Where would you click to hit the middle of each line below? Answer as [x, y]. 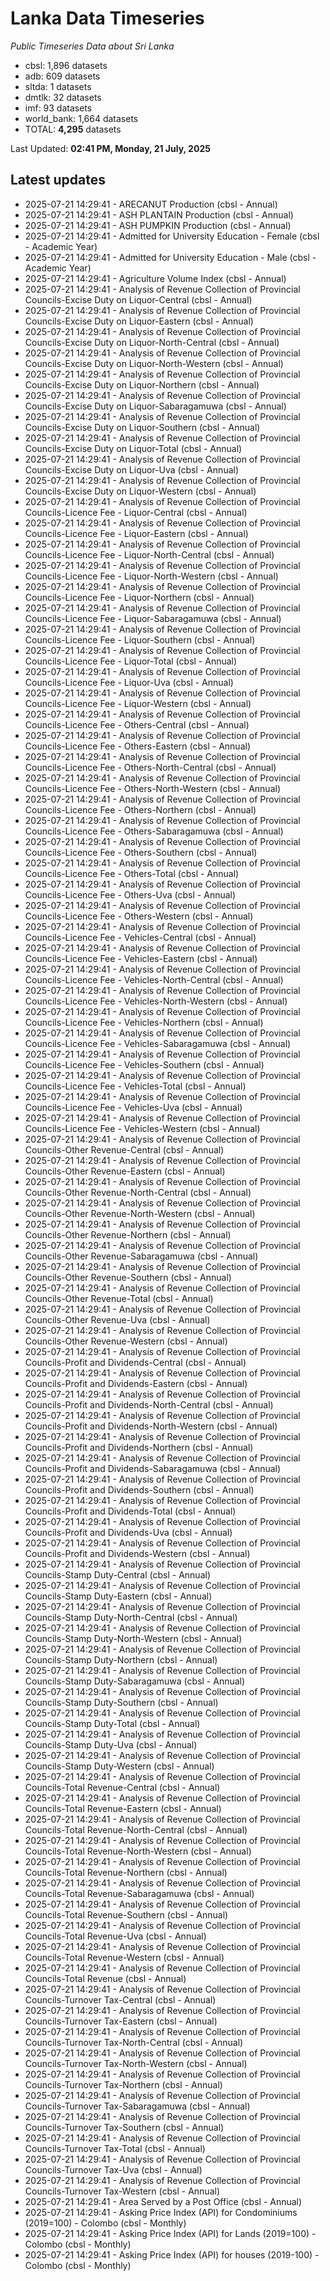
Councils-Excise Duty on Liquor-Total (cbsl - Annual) [133, 448]
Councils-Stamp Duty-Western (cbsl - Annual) [119, 1766]
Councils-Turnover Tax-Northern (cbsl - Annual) [123, 2084]
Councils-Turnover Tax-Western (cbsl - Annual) [122, 2191]
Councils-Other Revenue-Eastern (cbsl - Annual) [125, 1171]
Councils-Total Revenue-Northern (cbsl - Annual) [126, 1872]
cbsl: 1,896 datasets [66, 65]
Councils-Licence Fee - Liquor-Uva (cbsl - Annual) [129, 682]
